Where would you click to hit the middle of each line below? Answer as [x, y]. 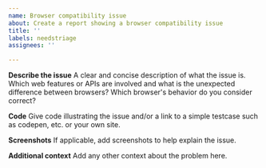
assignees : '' [32, 46]
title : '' [25, 30]
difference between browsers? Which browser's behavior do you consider [131, 92]
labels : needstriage [43, 38]
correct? [22, 101]
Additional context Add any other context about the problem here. [118, 156]
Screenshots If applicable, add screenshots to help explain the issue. [123, 140]
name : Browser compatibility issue [67, 16]
